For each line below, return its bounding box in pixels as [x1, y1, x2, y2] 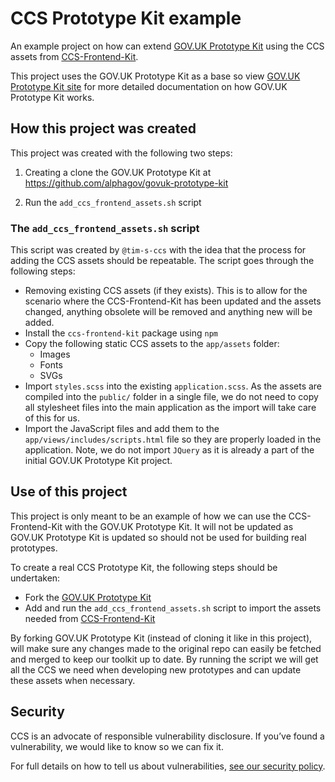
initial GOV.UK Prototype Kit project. [24, 455, 173, 467]
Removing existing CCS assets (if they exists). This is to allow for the [24, 285, 308, 297]
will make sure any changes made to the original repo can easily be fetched [10, 642, 322, 654]
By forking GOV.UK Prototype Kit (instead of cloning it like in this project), [10, 632, 313, 644]
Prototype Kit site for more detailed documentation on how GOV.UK [10, 80, 288, 92]
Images [39, 348, 71, 361]
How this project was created [10, 120, 197, 137]
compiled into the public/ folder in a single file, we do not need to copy [24, 391, 319, 403]
